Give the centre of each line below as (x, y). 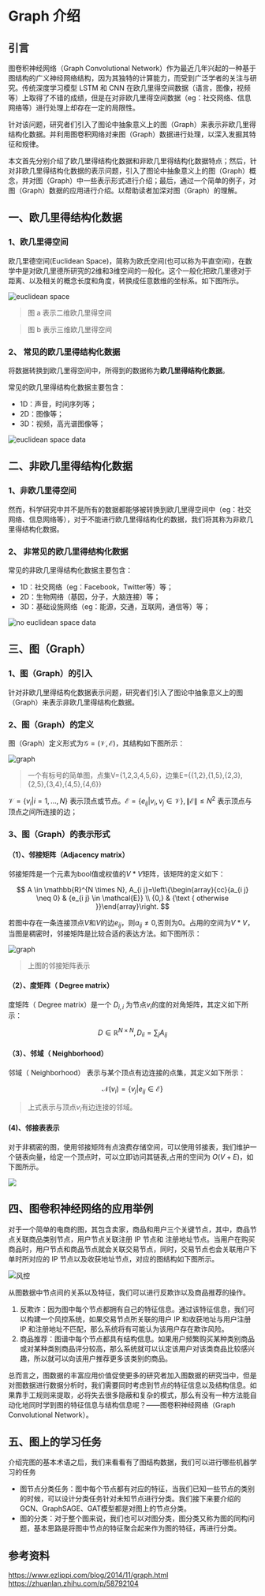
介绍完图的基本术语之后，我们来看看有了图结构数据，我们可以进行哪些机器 (129, 1462)
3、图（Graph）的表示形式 (59, 835)
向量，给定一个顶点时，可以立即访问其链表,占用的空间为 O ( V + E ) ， (138, 1157)
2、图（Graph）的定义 (51, 724)
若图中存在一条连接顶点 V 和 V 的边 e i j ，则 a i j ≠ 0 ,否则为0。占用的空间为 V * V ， (131, 923)
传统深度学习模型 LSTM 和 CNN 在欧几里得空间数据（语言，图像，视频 (136, 88)
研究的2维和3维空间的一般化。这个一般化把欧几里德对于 (161, 271)
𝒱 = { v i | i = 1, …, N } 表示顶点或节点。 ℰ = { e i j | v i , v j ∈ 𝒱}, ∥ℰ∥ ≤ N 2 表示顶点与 (130, 801)
